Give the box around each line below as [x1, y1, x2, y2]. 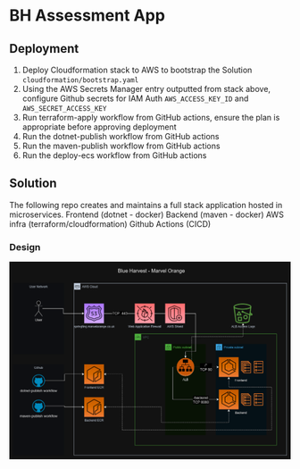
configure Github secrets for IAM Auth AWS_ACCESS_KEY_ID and [21, 93, 249, 104]
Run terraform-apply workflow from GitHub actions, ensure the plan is [21, 113, 280, 122]
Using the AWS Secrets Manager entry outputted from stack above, [21, 84, 271, 94]
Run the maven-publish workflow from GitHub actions [21, 140, 221, 151]
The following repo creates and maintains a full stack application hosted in [9, 199, 283, 210]
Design [9, 240, 41, 253]
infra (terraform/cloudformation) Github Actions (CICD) [9, 218, 212, 229]
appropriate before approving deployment [21, 121, 177, 132]
